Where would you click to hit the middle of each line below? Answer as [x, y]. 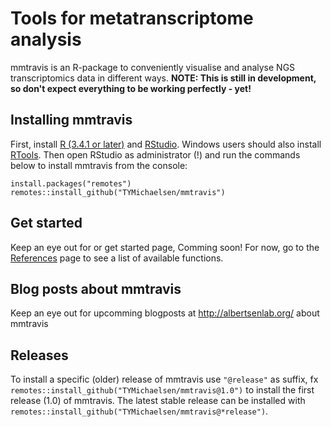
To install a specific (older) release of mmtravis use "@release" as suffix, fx [164, 379]
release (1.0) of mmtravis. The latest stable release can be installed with [158, 401]
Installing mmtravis [71, 120]
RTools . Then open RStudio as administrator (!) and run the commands [155, 154]
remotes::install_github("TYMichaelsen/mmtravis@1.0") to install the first [162, 390]
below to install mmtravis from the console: [99, 165]
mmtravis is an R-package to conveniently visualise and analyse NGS [153, 67]
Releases [39, 355]
